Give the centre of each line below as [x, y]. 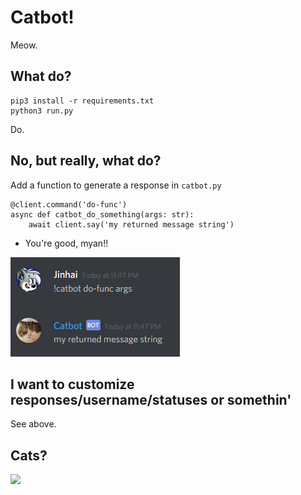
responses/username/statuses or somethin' [151, 399]
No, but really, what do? [86, 161]
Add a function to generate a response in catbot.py [116, 185]
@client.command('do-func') [69, 204]
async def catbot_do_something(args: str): [102, 214]
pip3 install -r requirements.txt [82, 101]
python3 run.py [42, 111]
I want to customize [72, 384]
